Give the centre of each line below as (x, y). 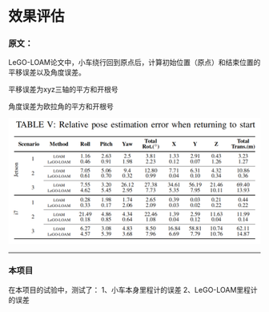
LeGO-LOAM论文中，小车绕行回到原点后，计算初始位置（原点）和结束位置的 (134, 63)
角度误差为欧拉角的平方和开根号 (61, 107)
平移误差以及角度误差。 (47, 72)
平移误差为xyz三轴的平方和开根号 (63, 90)
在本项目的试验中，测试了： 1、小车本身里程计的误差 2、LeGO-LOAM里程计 (133, 290)
